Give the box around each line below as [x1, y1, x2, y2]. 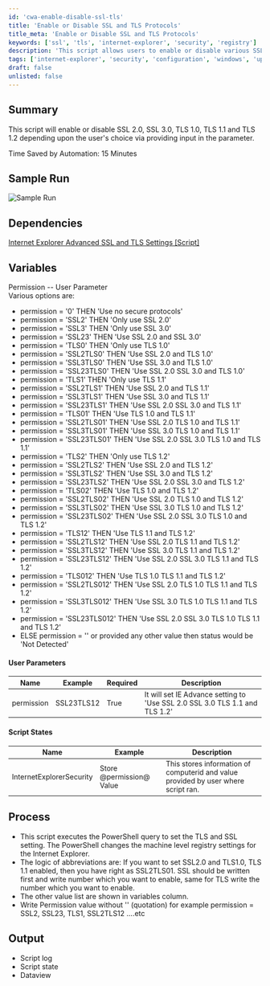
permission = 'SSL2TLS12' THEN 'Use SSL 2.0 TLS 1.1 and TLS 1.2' [19, 537, 240, 546]
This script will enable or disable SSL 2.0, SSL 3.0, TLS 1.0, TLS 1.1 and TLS [8, 125, 256, 134]
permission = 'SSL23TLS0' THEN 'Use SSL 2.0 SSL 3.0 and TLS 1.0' [19, 366, 245, 375]
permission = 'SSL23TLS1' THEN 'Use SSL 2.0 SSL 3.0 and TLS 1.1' [19, 400, 242, 410]
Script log [19, 953, 53, 963]
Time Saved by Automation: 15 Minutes [8, 149, 137, 158]
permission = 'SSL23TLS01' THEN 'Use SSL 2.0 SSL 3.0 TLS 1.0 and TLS [19, 435, 261, 444]
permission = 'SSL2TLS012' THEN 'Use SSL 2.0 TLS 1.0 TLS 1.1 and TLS [19, 579, 258, 589]
